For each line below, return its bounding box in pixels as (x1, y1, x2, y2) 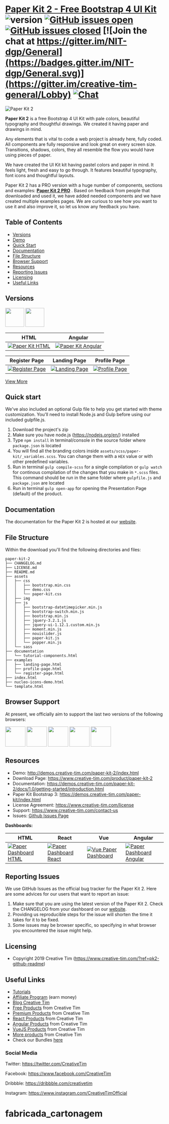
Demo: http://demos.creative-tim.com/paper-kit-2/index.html (12, 770, 139, 776)
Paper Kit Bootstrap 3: (12, 791, 59, 797)
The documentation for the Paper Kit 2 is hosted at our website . (5, 519, 137, 525)
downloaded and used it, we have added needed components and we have (5, 193, 161, 199)
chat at (5, 36, 35, 47)
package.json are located (12, 480, 64, 486)
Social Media (5, 1049, 38, 1056)
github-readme (12, 961, 44, 967)
